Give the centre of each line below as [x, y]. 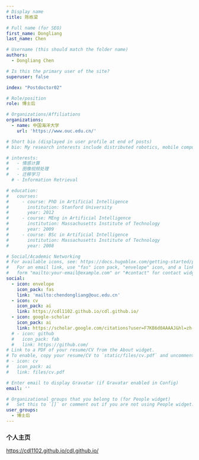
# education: [22, 190]
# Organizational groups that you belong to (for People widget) [88, 399]
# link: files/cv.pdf [36, 372]
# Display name [25, 12]
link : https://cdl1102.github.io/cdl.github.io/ [78, 312]
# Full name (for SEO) [34, 28]
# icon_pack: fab [36, 339]
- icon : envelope [33, 284]
